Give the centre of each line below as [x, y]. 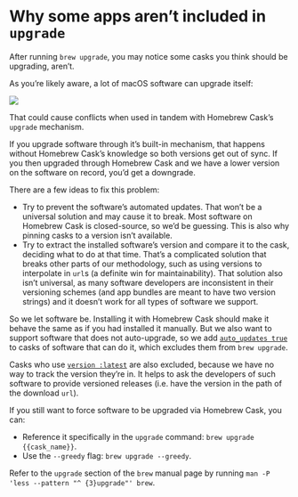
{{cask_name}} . [49, 446]
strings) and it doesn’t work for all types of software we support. [140, 301]
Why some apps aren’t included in [138, 16]
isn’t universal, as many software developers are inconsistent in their [148, 282]
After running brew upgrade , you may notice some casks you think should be [149, 56]
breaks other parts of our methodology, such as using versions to [142, 264]
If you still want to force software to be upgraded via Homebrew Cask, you [145, 410]
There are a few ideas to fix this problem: [85, 190]
